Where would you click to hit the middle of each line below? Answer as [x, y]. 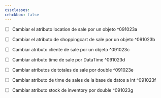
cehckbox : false [22, 15]
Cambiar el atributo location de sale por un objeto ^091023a [75, 29]
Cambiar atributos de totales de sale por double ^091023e [73, 70]
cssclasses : [17, 10]
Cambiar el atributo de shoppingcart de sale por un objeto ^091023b [84, 39]
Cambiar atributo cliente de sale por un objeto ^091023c [71, 49]
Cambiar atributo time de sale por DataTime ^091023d [69, 59]
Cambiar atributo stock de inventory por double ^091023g [73, 90]
